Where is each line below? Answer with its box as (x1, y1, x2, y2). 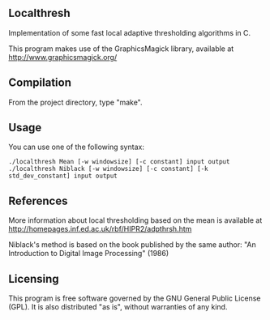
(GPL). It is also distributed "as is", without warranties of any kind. (8, 302, 228, 312)
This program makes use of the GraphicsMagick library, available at (8, 44, 234, 53)
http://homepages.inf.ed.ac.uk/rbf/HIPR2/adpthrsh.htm (8, 224, 192, 234)
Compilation (8, 76, 71, 90)
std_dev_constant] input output (8, 172, 118, 181)
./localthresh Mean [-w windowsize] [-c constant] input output (8, 158, 230, 166)
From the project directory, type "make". (8, 97, 144, 107)
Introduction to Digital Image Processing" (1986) (8, 249, 169, 258)
